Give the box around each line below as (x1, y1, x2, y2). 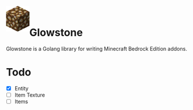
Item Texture (14, 91, 45, 98)
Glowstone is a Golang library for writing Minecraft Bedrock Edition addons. (6, 45, 188, 52)
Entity (14, 84, 29, 92)
